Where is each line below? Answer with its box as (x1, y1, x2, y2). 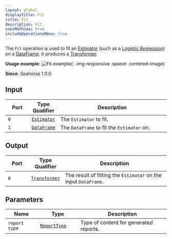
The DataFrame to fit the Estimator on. (60, 124, 150, 131)
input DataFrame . (64, 178, 104, 185)
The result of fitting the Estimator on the (64, 171, 162, 179)
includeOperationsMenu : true (5, 31, 68, 36)
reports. (80, 226, 100, 233)
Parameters (5, 195, 44, 204)
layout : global (5, 7, 38, 13)
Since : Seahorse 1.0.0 (5, 71, 52, 77)
